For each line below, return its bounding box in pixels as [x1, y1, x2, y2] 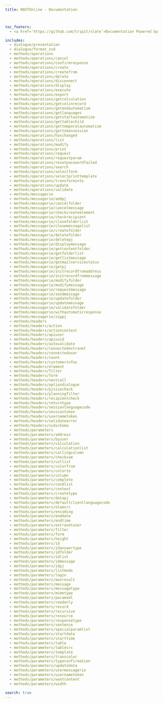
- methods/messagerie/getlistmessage [9, 255, 86, 260]
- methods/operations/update [9, 183, 69, 188]
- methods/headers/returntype [9, 400, 71, 405]
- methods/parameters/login [9, 572, 67, 578]
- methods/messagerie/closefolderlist [9, 219, 89, 224]
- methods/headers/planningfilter [9, 391, 80, 396]
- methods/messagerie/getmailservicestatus [9, 260, 99, 265]
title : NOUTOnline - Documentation [5, 7, 78, 12]
